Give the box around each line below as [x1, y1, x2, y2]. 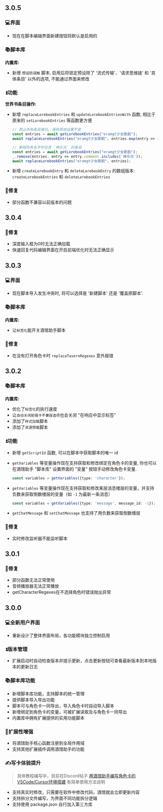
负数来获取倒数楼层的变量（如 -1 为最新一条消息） [12, 491, 113, 497]
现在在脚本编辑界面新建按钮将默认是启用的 [12, 32, 98, 38]
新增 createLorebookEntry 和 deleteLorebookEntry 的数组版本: [12, 168, 135, 174]
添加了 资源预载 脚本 [12, 424, 49, 430]
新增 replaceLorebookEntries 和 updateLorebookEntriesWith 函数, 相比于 [12, 112, 156, 117]
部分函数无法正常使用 [12, 577, 55, 583]
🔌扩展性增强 [5, 728, 33, 735]
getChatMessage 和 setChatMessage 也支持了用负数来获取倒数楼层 [12, 510, 141, 516]
